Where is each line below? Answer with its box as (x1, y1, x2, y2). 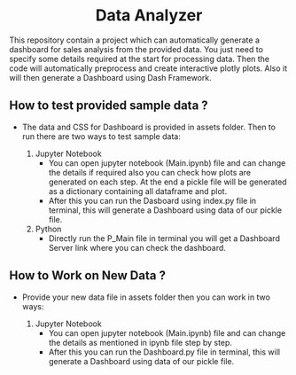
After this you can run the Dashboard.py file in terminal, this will (48, 347, 281, 357)
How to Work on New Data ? (9, 268, 167, 284)
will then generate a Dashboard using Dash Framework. (9, 72, 212, 82)
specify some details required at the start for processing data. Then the (9, 53, 270, 64)
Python (35, 223, 62, 234)
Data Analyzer (95, 5, 203, 26)
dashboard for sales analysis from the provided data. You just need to (9, 43, 264, 54)
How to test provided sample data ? (9, 98, 208, 113)
